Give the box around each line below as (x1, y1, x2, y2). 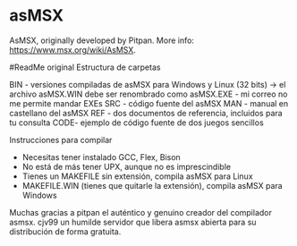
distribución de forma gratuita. (9, 225, 122, 237)
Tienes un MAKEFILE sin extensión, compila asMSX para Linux (21, 171, 253, 182)
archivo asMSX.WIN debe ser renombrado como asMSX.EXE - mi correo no (9, 89, 288, 99)
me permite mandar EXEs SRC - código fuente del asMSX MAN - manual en (9, 98, 289, 108)
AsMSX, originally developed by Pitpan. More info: (9, 35, 195, 46)
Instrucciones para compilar (9, 134, 113, 145)
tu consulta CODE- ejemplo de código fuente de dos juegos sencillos (9, 117, 264, 128)
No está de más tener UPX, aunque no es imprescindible (21, 161, 231, 172)
